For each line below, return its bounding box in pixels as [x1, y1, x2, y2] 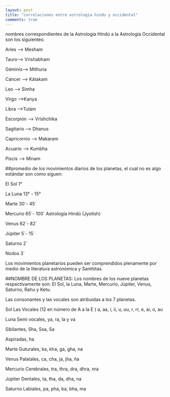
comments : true [5, 17, 38, 22]
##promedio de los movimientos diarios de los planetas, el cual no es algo [5, 165, 161, 172]
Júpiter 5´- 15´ [5, 231, 35, 237]
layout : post [5, 7, 33, 13]
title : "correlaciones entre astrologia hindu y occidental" [5, 12, 138, 17]
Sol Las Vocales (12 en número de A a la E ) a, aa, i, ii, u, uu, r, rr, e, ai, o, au [5, 306, 163, 312]
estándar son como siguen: [5, 171, 63, 177]
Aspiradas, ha [5, 336, 35, 342]
